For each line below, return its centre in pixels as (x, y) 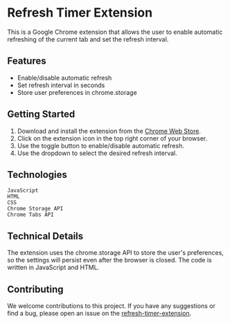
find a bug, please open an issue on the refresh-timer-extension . (99, 313)
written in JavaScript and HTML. (53, 267)
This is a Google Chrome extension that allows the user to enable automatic (115, 32)
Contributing (35, 289)
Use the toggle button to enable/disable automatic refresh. (101, 145)
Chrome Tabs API (30, 215)
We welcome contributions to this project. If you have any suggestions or (112, 306)
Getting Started (41, 115)
